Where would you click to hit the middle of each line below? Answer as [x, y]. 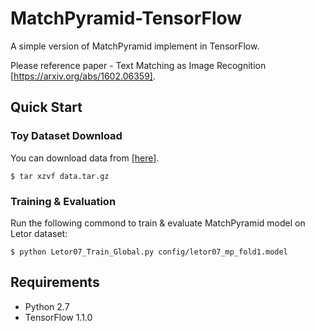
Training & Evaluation [63, 201]
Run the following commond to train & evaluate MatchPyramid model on [158, 223]
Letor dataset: [39, 233]
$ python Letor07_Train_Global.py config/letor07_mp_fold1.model [149, 252]
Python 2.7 [47, 306]
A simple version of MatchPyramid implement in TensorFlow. [135, 46]
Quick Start [46, 107]
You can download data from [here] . [85, 158]
